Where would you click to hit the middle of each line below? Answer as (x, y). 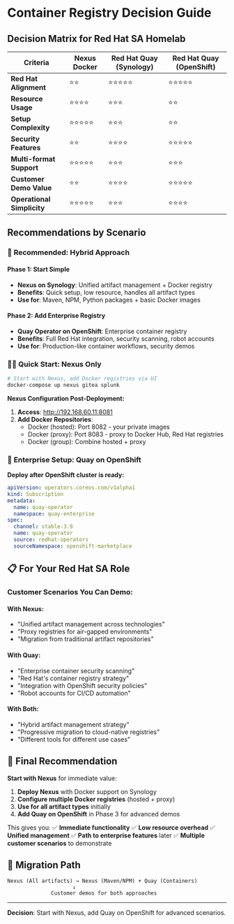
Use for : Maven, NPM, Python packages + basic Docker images (109, 300)
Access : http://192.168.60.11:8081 (65, 412)
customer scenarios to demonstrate (60, 843)
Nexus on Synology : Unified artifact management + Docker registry (115, 285)
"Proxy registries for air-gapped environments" (85, 632)
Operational (31, 199)
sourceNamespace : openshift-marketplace (73, 546)
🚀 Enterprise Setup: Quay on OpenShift (74, 460)
